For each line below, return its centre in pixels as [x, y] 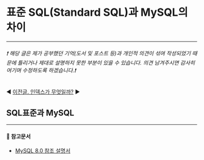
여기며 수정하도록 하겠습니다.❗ [41, 70]
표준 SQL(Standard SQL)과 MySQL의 [97, 12]
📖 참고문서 [19, 136]
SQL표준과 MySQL [40, 113]
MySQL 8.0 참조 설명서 [43, 151]
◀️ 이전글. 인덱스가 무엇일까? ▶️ [43, 92]
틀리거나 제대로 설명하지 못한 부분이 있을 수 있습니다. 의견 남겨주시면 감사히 [106, 62]
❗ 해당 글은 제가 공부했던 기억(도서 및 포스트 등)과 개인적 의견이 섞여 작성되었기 [99, 53]
